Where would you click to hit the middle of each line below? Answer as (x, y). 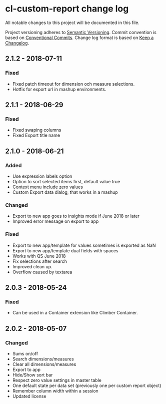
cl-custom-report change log (67, 9)
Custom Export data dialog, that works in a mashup (65, 192)
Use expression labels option (42, 176)
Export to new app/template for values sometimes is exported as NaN (84, 245)
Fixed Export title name (36, 135)
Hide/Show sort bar (32, 375)
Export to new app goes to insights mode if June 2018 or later (76, 216)
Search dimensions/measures (43, 359)
